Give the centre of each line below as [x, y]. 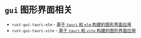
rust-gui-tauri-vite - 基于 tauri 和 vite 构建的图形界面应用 [74, 30]
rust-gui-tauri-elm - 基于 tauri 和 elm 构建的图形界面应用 [72, 24]
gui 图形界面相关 [38, 10]
